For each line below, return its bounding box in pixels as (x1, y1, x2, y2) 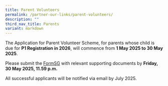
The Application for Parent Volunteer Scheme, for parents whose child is (5, 40, 154, 46)
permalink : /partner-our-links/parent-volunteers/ (5, 12, 113, 17)
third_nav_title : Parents (5, 21, 59, 27)
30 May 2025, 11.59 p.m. (5, 66, 58, 72)
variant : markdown (5, 26, 44, 31)
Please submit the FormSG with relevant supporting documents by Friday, (5, 60, 158, 66)
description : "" (5, 17, 39, 22)
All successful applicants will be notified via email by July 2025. (5, 75, 137, 81)
